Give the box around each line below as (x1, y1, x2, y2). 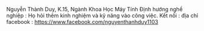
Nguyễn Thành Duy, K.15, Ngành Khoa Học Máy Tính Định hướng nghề (6, 6, 183, 13)
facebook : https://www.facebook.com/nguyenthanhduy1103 (6, 18, 158, 25)
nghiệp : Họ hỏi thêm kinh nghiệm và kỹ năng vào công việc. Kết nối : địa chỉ (6, 12, 199, 19)
